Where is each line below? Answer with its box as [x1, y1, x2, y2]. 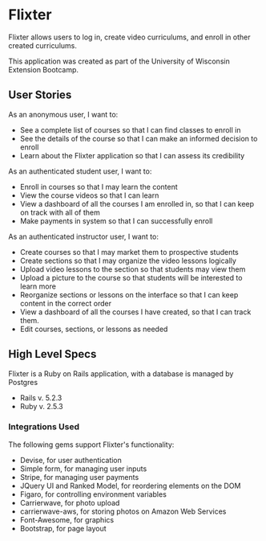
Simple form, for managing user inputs [19, 464, 147, 473]
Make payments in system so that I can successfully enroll [19, 215, 213, 226]
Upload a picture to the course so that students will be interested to [19, 273, 243, 282]
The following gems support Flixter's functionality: [8, 440, 175, 449]
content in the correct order [19, 298, 112, 308]
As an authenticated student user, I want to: [8, 166, 152, 176]
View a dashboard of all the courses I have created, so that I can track [19, 307, 252, 317]
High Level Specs [8, 347, 97, 361]
